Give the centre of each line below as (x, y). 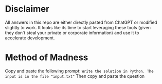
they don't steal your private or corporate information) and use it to (72, 33)
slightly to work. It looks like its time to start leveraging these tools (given (78, 27)
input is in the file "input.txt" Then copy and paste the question (75, 76)
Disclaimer (27, 9)
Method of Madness (47, 58)
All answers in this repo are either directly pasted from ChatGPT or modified (81, 22)
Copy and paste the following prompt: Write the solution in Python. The (80, 71)
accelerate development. (30, 38)
